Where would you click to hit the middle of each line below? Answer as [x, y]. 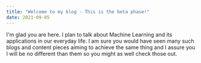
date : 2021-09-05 [28, 17]
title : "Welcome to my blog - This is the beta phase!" [78, 12]
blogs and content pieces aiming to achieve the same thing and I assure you [101, 47]
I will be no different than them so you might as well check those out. [92, 53]
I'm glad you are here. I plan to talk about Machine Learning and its [89, 34]
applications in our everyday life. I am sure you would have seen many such [100, 41]
